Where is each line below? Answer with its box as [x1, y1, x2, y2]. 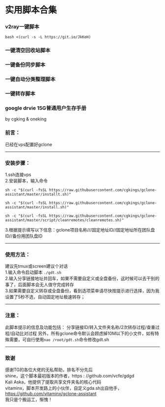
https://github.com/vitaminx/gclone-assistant [5, 390, 97, 396]
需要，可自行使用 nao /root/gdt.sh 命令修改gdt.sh [9, 336, 110, 342]
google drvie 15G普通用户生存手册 [5, 105, 87, 112]
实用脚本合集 [5, 4, 57, 16]
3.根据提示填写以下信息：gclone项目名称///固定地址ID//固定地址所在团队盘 [5, 227, 155, 233]
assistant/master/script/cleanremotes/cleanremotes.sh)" [5, 218, 124, 223]
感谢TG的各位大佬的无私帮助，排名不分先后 [5, 367, 93, 373]
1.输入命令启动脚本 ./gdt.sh [5, 269, 61, 275]
